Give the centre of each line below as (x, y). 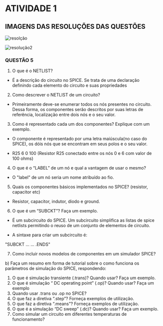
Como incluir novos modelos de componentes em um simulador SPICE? (84, 254)
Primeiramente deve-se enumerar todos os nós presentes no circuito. (82, 104)
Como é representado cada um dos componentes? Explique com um (81, 124)
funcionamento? (28, 319)
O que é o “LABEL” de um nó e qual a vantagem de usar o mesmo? (79, 168)
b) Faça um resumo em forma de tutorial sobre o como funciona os (72, 263)
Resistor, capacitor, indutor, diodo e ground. (56, 201)
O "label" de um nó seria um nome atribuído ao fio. (63, 177)
